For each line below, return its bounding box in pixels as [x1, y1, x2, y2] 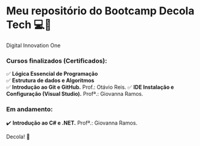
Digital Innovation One [6, 42, 61, 49]
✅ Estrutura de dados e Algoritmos [6, 77, 94, 84]
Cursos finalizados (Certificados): [6, 57, 107, 65]
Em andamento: [6, 105, 53, 114]
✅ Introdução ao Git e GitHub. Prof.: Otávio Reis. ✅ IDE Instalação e [6, 83, 174, 91]
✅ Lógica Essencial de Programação [6, 70, 99, 77]
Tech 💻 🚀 [6, 18, 52, 32]
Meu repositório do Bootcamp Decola [6, 4, 195, 18]
